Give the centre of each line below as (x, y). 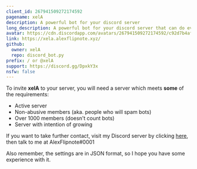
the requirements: (28, 94)
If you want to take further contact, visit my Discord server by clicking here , (97, 136)
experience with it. (28, 160)
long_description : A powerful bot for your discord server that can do (95, 28)
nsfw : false (21, 72)
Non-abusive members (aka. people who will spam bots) (83, 112)
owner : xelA (26, 50)
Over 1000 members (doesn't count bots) (64, 119)
